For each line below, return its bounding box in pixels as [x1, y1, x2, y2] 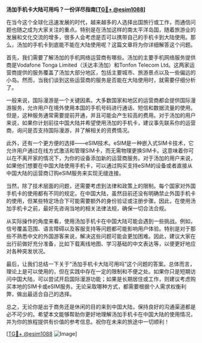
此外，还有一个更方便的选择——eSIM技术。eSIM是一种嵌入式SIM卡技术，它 [6, 139, 194, 147]
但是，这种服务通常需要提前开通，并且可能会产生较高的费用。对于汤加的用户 [6, 112, 196, 119]
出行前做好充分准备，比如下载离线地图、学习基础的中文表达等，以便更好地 [6, 240, 191, 247]
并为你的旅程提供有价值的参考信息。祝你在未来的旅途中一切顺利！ [6, 318, 170, 325]
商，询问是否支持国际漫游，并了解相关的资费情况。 [6, 127, 133, 134]
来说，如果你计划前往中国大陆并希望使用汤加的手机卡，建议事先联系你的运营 [6, 120, 196, 126]
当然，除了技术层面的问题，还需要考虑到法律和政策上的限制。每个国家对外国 [6, 183, 196, 189]
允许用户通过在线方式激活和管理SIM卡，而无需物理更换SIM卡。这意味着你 [6, 147, 189, 154]
